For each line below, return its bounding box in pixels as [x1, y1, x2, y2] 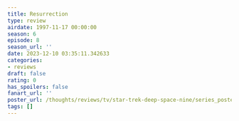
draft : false [7, 70, 46, 77]
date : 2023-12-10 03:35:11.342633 [7, 51, 110, 58]
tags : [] [7, 103, 33, 110]
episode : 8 [7, 37, 40, 44]
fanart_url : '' [7, 90, 53, 97]
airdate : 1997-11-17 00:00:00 [7, 23, 97, 31]
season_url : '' [7, 43, 53, 51]
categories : [7, 57, 43, 64]
